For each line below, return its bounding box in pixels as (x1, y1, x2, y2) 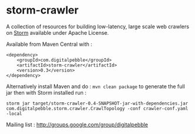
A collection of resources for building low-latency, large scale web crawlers (6, 23, 190, 30)
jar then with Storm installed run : (6, 89, 87, 96)
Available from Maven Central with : (6, 41, 92, 48)
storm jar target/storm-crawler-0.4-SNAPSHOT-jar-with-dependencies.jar (6, 101, 189, 106)
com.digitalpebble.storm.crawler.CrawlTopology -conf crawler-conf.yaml (6, 105, 189, 112)
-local (6, 110, 22, 116)
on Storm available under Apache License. (6, 29, 109, 36)
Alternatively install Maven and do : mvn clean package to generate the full (6, 83, 186, 90)
